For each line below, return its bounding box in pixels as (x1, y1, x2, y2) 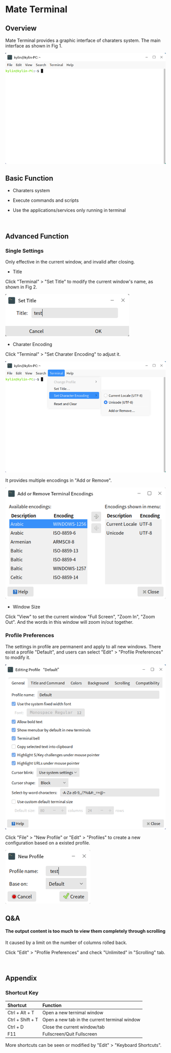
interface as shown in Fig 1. (5, 43, 63, 49)
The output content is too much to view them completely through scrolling (5, 928, 166, 934)
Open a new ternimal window (42, 1010, 103, 1016)
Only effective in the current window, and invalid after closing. (5, 258, 135, 265)
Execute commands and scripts (12, 197, 79, 203)
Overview (5, 24, 37, 33)
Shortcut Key (5, 989, 39, 996)
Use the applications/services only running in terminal (12, 207, 126, 214)
